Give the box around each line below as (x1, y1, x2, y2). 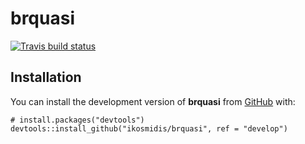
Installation (10, 69, 82, 86)
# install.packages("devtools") (10, 115, 145, 125)
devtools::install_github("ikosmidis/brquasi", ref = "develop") (10, 123, 288, 134)
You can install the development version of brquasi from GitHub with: (10, 95, 296, 107)
